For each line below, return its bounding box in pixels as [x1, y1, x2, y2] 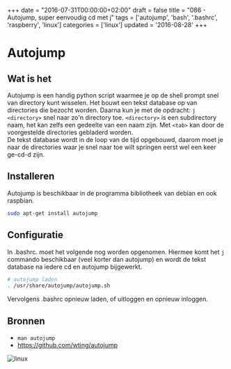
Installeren [7, 171, 55, 182]
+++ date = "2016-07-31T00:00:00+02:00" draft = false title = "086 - [7, 6, 207, 14]
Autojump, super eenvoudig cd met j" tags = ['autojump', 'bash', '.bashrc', [7, 13, 218, 22]
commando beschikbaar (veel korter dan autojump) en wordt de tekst [7, 255, 207, 263]
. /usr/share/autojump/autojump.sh [7, 282, 111, 290]
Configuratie [7, 229, 64, 241]
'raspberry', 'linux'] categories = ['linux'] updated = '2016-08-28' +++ [7, 21, 207, 29]
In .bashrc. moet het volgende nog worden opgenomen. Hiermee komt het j [7, 247, 225, 256]
